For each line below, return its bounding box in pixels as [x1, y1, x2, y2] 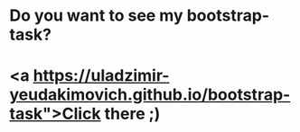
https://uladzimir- [33, 66, 170, 86]
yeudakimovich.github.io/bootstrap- [9, 84, 291, 105]
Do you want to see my [9, 5, 183, 26]
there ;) [104, 104, 161, 124]
